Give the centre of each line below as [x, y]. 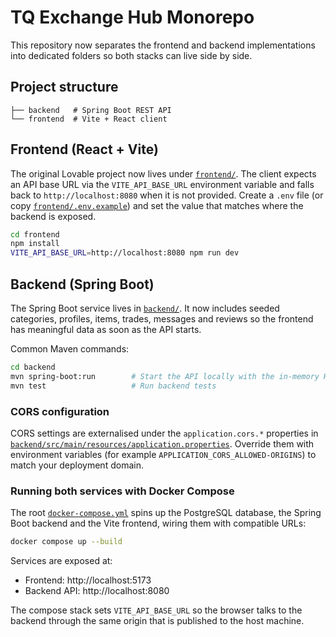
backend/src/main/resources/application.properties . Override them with [162, 443]
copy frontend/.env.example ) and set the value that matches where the [157, 205]
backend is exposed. [53, 216]
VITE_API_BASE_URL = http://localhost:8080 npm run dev [125, 253]
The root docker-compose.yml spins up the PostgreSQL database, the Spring [166, 513]
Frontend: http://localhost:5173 [88, 580]
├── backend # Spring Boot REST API [91, 110]
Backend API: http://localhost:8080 [97, 591]
